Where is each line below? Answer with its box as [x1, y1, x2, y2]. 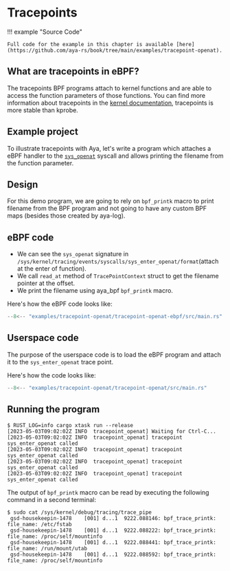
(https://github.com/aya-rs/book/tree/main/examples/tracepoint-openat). [7, 47, 223, 54]
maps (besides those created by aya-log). [7, 211, 126, 220]
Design [7, 178, 38, 190]
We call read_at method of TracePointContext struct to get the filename [16, 272, 219, 280]
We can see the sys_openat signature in [16, 250, 129, 258]
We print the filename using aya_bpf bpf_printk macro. [16, 287, 174, 295]
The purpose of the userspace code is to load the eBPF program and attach [7, 350, 221, 359]
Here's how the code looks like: [7, 371, 96, 380]
